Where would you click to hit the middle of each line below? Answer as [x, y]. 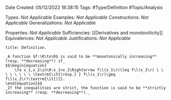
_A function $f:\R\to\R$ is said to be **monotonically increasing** [81, 56]
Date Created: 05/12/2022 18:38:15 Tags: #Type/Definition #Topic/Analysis [84, 7]
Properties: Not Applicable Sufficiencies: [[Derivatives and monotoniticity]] [84, 33]
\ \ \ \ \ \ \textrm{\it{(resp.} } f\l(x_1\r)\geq [60, 74]
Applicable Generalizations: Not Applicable [51, 23]
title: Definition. [26, 48]
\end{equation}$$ [24, 84]
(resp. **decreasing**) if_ [35, 61]
